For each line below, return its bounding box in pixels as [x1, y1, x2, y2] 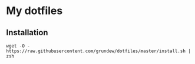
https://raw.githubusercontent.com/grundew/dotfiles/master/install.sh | [6, 48, 191, 54]
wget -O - [6, 43, 31, 49]
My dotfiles [6, 4, 63, 18]
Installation [6, 28, 48, 38]
